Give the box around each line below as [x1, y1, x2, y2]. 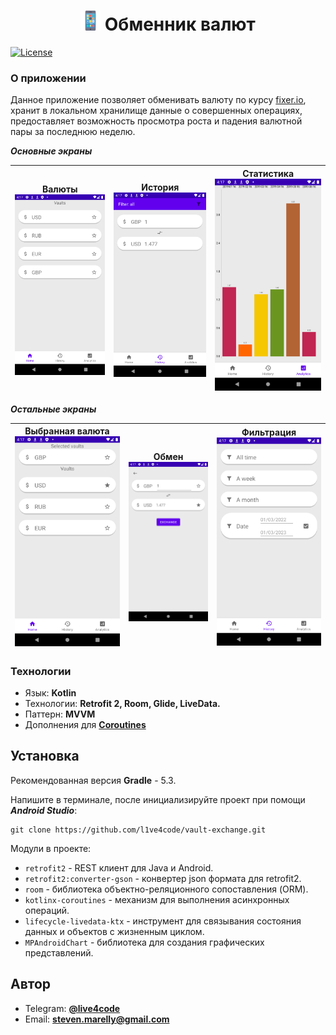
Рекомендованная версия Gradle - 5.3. [10, 774, 177, 786]
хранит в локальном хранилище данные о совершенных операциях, [10, 105, 303, 117]
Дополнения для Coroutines [24, 719, 147, 731]
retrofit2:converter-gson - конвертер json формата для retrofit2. [24, 872, 302, 884]
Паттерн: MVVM [24, 708, 96, 720]
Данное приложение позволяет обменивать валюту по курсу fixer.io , [10, 94, 307, 106]
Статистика [242, 167, 295, 179]
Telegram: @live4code [24, 1002, 121, 1014]
